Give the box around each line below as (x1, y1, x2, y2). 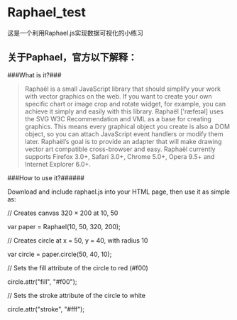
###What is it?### (7, 70, 62, 79)
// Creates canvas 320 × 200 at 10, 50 (7, 209, 118, 217)
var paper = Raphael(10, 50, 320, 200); (7, 222, 121, 231)
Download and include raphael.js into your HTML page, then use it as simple (7, 187, 231, 196)
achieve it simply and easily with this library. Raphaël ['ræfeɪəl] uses (24, 107, 224, 116)
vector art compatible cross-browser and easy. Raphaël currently (24, 145, 216, 153)
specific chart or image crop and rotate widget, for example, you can (24, 99, 226, 108)
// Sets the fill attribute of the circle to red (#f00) (7, 263, 149, 272)
